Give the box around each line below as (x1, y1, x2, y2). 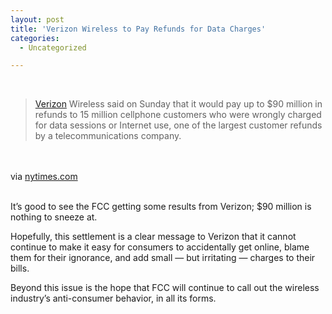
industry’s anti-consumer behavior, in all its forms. (10, 292, 217, 305)
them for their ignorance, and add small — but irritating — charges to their (10, 252, 316, 264)
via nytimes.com (10, 171, 78, 183)
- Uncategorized (19, 42, 87, 53)
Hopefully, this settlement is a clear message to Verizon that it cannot (10, 231, 297, 243)
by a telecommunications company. (34, 130, 182, 142)
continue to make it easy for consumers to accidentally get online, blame (10, 241, 310, 253)
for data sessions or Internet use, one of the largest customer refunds (34, 119, 323, 131)
